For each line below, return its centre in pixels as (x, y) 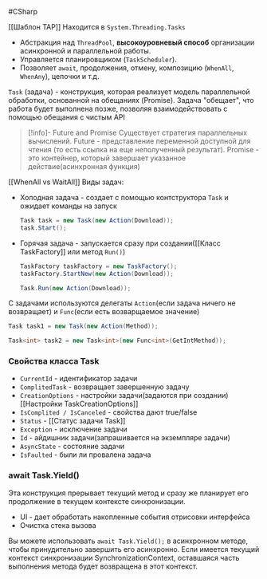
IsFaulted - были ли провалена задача (85, 455)
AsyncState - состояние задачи (72, 447)
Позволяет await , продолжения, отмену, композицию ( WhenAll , (127, 68)
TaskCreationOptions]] (101, 404)
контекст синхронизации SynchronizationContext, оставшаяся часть (124, 557)
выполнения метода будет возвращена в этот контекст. (103, 566)
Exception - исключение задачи (73, 429)
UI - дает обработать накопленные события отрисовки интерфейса (135, 517)
